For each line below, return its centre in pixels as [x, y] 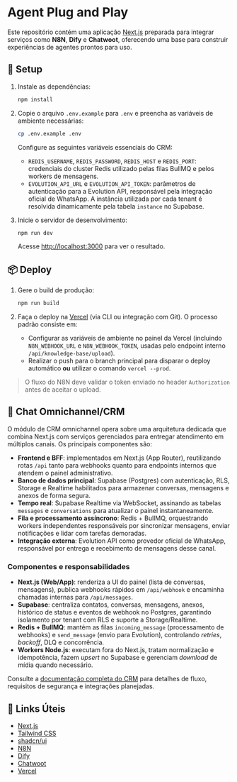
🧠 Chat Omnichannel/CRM [66, 412]
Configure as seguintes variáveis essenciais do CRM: [95, 147]
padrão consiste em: [47, 324]
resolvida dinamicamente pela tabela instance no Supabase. [116, 206]
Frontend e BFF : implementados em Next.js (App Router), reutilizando [119, 458]
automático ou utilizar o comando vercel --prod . [99, 368]
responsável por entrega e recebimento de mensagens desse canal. [117, 548]
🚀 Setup [25, 69]
